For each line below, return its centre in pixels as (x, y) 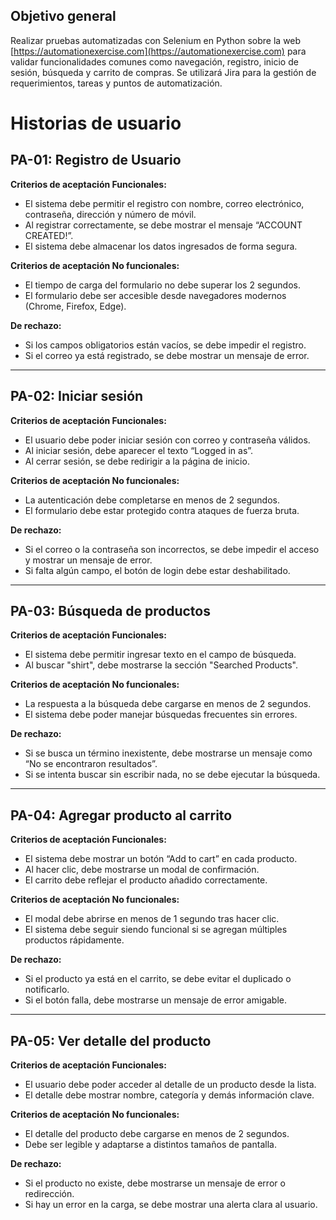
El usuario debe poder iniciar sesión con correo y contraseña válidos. (167, 440)
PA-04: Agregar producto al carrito (121, 815)
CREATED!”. (49, 235)
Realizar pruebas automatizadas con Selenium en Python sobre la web (156, 40)
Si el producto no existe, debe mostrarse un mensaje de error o (155, 1183)
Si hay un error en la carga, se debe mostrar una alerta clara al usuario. (171, 1205)
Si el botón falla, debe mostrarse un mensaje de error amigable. (155, 1000)
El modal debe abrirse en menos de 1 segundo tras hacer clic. (152, 919)
